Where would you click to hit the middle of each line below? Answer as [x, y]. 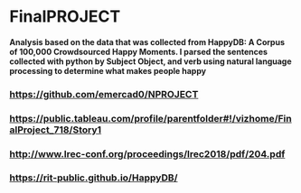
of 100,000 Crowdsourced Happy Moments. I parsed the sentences [139, 51]
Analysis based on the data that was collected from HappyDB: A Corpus [147, 41]
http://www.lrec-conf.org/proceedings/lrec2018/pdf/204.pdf [147, 153]
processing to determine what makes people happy [108, 70]
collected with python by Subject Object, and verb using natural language [150, 61]
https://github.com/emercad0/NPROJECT [104, 94]
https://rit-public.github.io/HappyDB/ [94, 178]
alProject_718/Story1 [56, 130]
